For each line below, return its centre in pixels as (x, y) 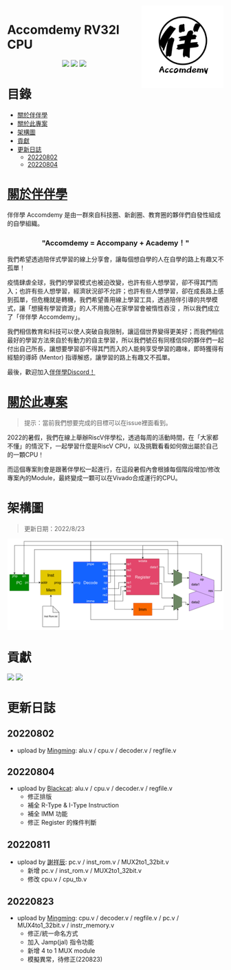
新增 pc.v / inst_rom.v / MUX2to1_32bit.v (85, 871)
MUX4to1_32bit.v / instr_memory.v (66, 925)
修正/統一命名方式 (53, 933)
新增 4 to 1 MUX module (61, 951)
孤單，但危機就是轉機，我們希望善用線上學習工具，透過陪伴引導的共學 (112, 300)
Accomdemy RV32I (64, 30)
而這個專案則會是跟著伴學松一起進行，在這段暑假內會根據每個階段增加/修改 (114, 469)
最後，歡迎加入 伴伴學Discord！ (51, 372)
